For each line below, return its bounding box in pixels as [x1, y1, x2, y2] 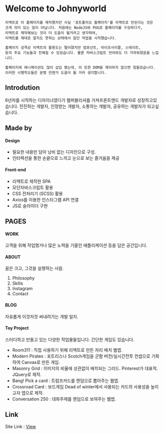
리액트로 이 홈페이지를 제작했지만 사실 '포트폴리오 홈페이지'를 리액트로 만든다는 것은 [5, 20, 153, 25]
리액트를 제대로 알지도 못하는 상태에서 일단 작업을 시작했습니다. [5, 35, 117, 41]
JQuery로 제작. [12, 371, 42, 377]
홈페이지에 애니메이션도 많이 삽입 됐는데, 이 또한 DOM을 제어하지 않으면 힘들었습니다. [5, 65, 156, 70]
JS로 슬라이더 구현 [12, 203, 48, 209]
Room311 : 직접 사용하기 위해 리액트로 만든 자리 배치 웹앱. [12, 347, 122, 353]
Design [5, 138, 20, 144]
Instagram [12, 286, 33, 291]
